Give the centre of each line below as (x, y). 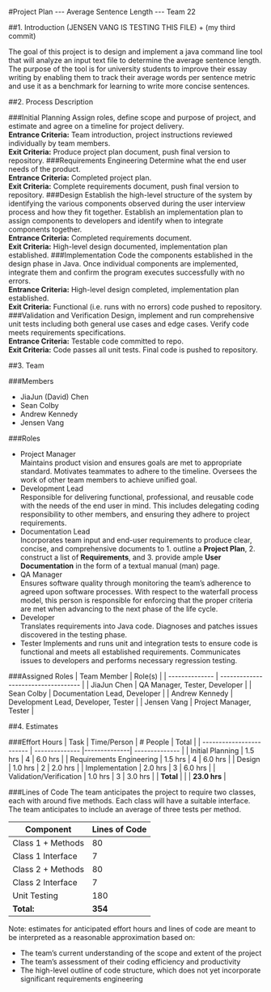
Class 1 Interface (45, 856)
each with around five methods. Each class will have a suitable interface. (129, 800)
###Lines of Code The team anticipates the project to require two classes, (132, 792)
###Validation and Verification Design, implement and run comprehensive (131, 315)
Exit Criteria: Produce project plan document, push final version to (119, 152)
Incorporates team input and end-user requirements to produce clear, (136, 540)
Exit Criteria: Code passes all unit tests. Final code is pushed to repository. (133, 350)
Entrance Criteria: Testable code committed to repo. (96, 341)
